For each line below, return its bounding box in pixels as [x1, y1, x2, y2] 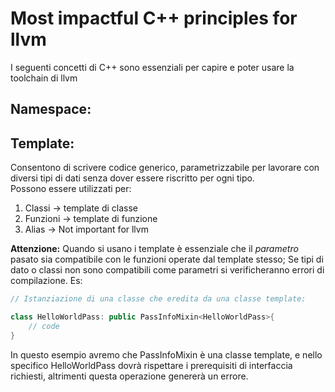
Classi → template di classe [24, 202, 139, 214]
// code [28, 321, 60, 331]
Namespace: [10, 101, 92, 118]
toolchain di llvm [10, 72, 78, 84]
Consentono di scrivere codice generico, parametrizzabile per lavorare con [10, 162, 320, 174]
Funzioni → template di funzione [24, 213, 158, 225]
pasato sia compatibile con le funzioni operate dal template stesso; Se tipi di [10, 253, 324, 266]
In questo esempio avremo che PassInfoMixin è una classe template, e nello [10, 348, 323, 361]
